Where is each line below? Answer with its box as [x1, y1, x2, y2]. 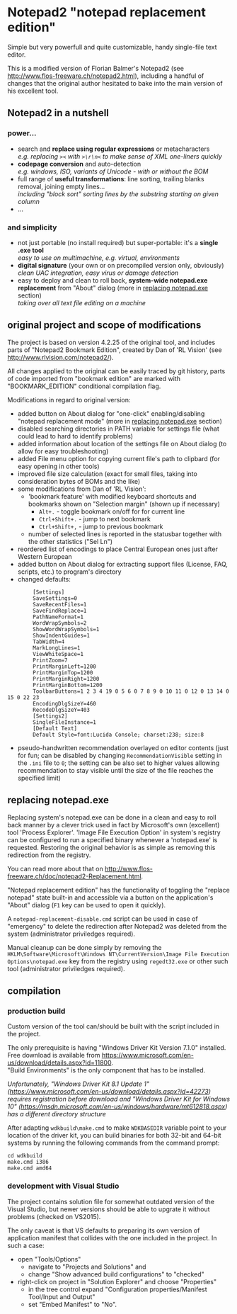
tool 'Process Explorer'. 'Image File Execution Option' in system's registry [7, 828, 221, 837]
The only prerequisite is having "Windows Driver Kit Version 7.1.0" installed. [7, 1043, 226, 1052]
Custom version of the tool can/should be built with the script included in [7, 1022, 220, 1031]
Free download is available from [7, 1051, 100, 1060]
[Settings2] [33, 713, 69, 720]
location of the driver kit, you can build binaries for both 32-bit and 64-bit [7, 1131, 221, 1140]
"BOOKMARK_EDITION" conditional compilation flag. [7, 382, 161, 390]
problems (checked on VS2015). [7, 1212, 101, 1220]
